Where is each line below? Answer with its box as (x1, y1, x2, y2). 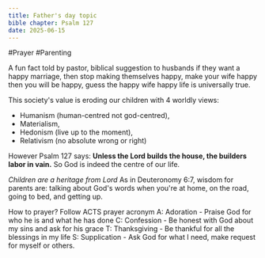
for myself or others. (8, 241, 75, 250)
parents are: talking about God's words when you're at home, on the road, (8, 184, 249, 193)
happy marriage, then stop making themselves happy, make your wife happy (8, 72, 258, 82)
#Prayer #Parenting (8, 48, 72, 58)
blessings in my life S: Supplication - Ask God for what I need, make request (8, 233, 256, 242)
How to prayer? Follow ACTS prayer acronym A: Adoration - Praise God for (8, 207, 252, 217)
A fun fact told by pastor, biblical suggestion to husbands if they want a (8, 63, 240, 73)
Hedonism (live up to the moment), (19, 127, 133, 137)
